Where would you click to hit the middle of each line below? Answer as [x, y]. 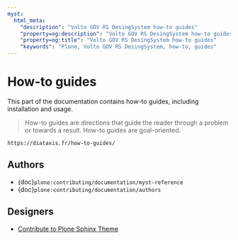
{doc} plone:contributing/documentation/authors [89, 189]
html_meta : [30, 21]
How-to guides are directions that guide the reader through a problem [126, 122]
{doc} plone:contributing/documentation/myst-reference [100, 182]
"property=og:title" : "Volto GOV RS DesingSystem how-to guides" [119, 40]
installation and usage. [40, 109]
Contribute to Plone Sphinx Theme [68, 229]
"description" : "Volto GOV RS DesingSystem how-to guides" [109, 27]
